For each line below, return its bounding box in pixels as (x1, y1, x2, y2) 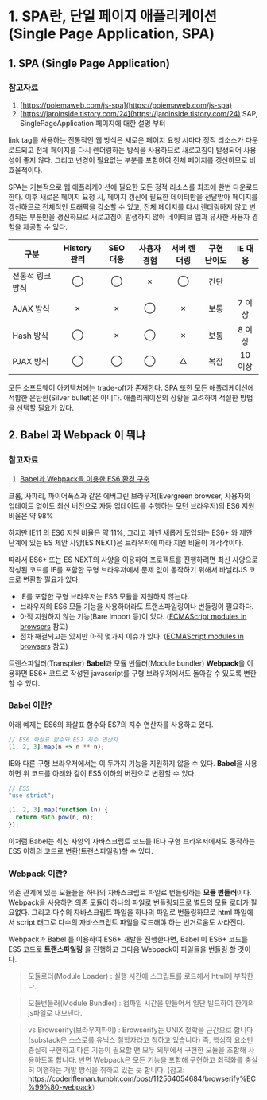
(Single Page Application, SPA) (8, 25, 215, 43)
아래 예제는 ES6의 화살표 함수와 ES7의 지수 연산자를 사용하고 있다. (8, 719, 214, 729)
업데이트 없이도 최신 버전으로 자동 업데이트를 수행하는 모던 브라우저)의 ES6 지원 (8, 501, 255, 510)
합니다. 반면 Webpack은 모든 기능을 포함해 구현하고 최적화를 (55, 1055, 244, 1065)
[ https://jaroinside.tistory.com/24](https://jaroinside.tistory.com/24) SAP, (19, 108, 258, 118)
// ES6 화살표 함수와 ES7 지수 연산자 (8, 735, 118, 744)
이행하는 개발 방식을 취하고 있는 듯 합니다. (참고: (36, 1065, 185, 1074)
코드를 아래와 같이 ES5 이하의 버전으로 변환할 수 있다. (31, 768, 197, 778)
